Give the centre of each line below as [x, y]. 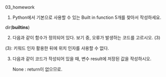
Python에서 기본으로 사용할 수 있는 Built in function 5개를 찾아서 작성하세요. [87, 17]
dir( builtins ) [17, 27]
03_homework [20, 7]
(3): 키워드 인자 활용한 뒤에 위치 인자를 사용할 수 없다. [57, 48]
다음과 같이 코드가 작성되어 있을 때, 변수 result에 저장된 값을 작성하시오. [82, 59]
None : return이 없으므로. [37, 69]
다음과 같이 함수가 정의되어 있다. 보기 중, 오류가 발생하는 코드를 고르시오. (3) [86, 38]
